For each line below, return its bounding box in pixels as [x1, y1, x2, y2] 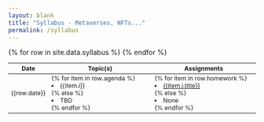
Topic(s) [87, 64, 112, 72]
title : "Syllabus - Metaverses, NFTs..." [8, 19, 146, 27]
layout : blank [8, 11, 55, 20]
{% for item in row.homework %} [154, 74, 247, 83]
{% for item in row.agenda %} [51, 74, 136, 83]
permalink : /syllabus [8, 26, 79, 34]
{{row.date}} [11, 89, 46, 98]
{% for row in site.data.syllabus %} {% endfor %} [8, 48, 167, 57]
